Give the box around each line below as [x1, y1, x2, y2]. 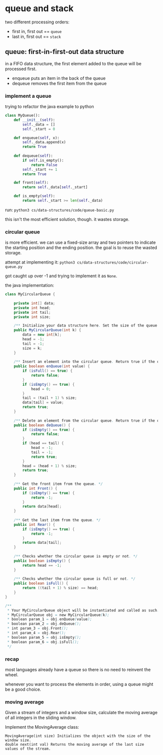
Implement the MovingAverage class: [5, 724, 79, 730]
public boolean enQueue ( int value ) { [14, 364, 90, 369]
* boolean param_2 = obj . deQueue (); [7, 621, 81, 627]
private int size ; [14, 314, 51, 319]
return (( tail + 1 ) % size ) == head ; [22, 586, 98, 591]
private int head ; [14, 305, 51, 310]
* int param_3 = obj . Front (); [7, 626, 68, 631]
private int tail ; [14, 310, 51, 315]
